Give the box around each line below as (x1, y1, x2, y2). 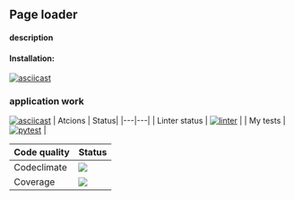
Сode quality (13, 146, 70, 159)
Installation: (9, 53, 56, 64)
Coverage (13, 176, 56, 188)
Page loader (9, 7, 78, 22)
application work (9, 95, 84, 108)
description (9, 31, 54, 43)
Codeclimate (13, 161, 67, 174)
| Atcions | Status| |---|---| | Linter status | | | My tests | (52, 116, 286, 126)
